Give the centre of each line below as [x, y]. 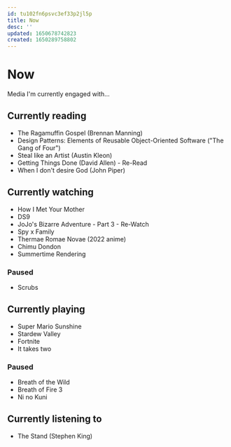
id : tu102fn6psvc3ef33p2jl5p [50, 14]
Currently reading [47, 116]
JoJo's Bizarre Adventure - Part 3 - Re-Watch [83, 224]
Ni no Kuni [32, 397]
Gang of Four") [39, 147]
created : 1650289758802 [42, 40]
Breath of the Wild [43, 382]
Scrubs [28, 287]
